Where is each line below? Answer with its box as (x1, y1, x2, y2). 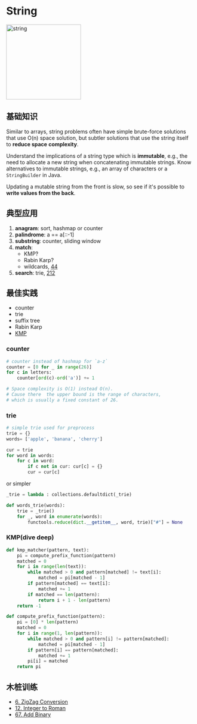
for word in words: (6, 452, 55, 458)
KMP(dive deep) (6, 533, 54, 542)
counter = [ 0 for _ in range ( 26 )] (6, 364, 93, 370)
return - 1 (17, 603, 42, 609)
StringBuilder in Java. (6, 171, 61, 178)
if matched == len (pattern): (27, 591, 100, 597)
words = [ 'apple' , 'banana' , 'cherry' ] (6, 436, 103, 442)
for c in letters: (6, 369, 52, 375)
